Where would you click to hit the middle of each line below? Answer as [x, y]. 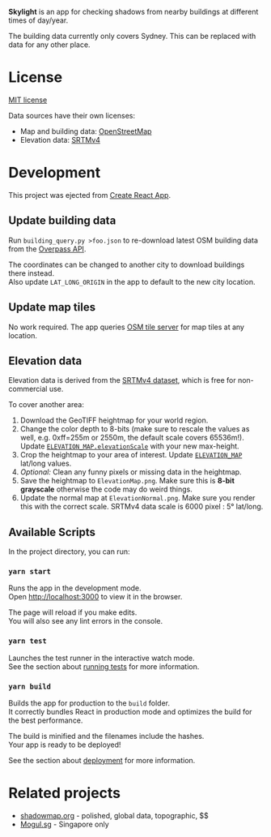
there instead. [32, 273]
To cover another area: [47, 405]
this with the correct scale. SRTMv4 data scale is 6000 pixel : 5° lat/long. [142, 507]
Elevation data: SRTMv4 [60, 139]
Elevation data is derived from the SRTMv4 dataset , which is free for [122, 380]
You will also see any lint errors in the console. [86, 621]
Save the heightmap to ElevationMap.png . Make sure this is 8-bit [127, 481]
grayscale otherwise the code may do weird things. [106, 489]
